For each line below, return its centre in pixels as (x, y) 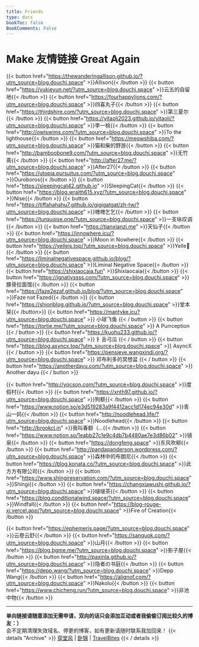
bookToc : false (25, 23)
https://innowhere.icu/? (86, 233)
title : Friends (25, 12)
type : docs (20, 17)
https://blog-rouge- (137, 504)
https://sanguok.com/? (142, 536)
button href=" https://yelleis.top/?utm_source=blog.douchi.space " (86, 246)
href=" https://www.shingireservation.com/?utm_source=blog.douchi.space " (99, 478)
